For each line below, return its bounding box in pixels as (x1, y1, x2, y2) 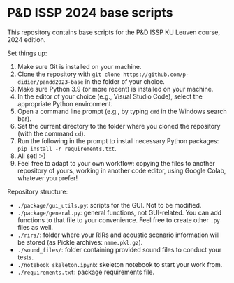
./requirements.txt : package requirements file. (17, 268, 155, 276)
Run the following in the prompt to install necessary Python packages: (17, 136, 219, 145)
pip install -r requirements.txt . (17, 144, 117, 152)
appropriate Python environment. (17, 99, 113, 108)
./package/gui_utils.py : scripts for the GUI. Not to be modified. (17, 201, 202, 209)
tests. (17, 253, 34, 261)
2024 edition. (7, 35, 46, 43)
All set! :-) (17, 152, 46, 160)
